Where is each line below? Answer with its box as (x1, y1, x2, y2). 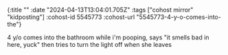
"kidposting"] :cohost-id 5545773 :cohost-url (7, 13, 135, 21)
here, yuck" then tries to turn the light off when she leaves (7, 41, 172, 48)
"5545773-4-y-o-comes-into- (136, 13, 221, 21)
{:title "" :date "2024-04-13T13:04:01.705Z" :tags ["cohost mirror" (7, 6, 194, 14)
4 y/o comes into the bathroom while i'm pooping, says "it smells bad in (7, 33, 209, 41)
